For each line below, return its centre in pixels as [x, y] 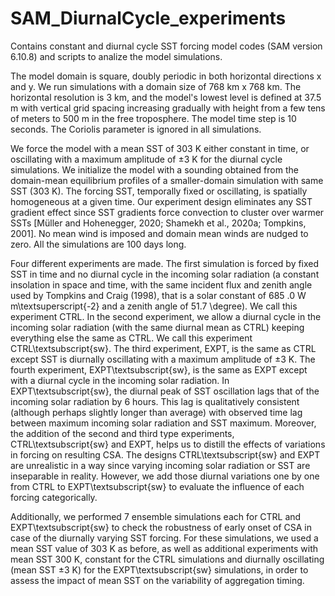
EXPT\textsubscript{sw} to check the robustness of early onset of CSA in [161, 527]
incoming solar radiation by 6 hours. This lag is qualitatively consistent [155, 401]
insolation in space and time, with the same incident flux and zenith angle [161, 284]
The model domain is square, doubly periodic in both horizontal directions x [166, 76]
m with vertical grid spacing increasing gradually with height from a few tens [168, 108]
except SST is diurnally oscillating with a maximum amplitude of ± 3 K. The [163, 359]
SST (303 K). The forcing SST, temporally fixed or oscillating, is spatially [159, 191]
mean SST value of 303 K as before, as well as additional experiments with [164, 548]
